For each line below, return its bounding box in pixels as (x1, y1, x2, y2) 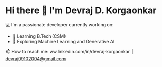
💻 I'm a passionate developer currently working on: (5, 21, 114, 27)
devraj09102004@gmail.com (5, 55, 66, 62)
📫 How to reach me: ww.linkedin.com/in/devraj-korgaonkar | (5, 48, 133, 54)
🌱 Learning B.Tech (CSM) (12, 33, 66, 39)
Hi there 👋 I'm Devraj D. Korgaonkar (5, 5, 157, 16)
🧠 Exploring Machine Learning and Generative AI (12, 38, 115, 44)
